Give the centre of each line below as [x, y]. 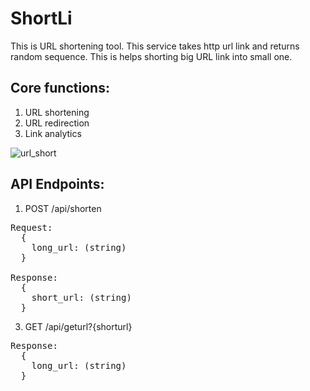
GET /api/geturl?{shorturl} [78, 326]
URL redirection [57, 123]
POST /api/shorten [63, 208]
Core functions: [60, 88]
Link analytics [53, 133]
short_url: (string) [81, 297]
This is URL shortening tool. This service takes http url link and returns [155, 46]
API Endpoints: [57, 184]
